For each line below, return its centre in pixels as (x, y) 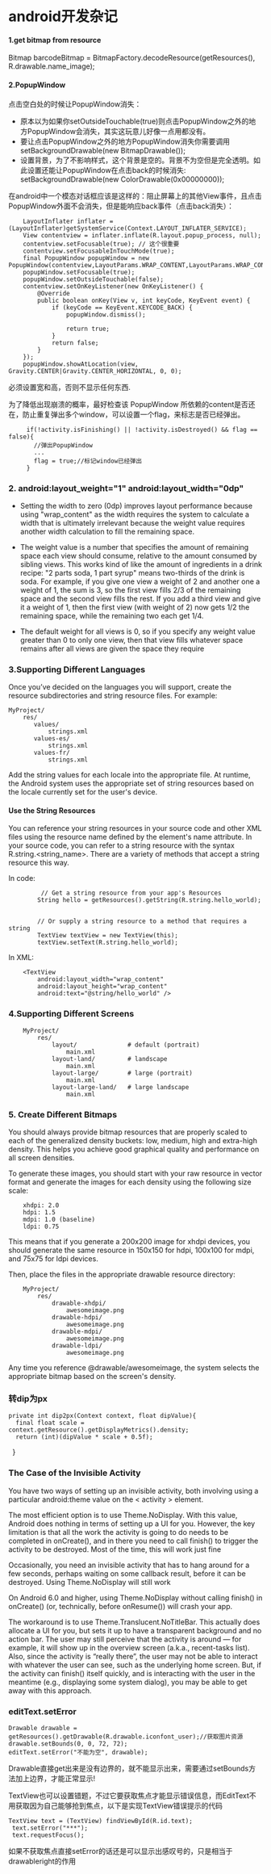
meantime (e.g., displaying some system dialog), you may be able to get (128, 1682)
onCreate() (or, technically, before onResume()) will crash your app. (121, 1606)
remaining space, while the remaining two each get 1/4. (112, 615)
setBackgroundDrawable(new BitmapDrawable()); (102, 150)
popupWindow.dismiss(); (106, 314)
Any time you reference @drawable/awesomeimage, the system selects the (134, 1367)
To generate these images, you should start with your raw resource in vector (135, 1173)
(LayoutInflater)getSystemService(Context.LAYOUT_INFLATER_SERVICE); (128, 228)
